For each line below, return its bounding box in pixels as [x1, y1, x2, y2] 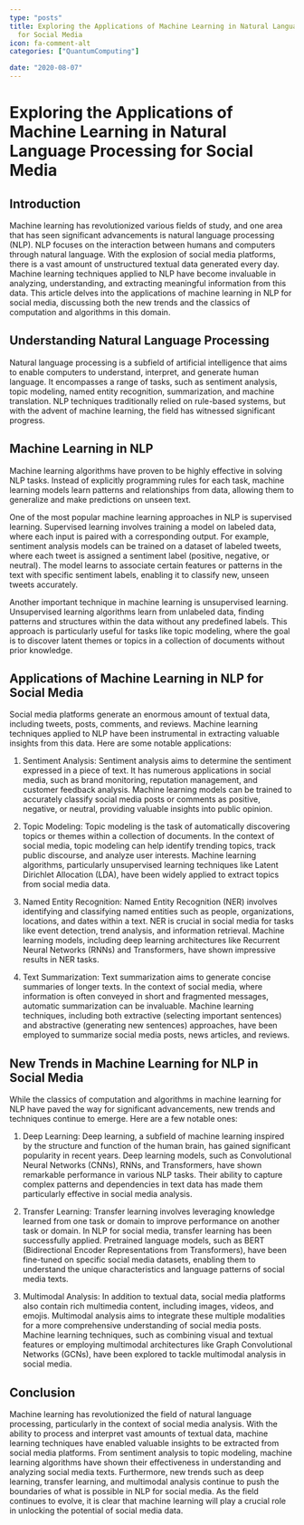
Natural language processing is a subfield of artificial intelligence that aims [9, 357, 288, 368]
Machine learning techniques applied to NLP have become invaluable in [9, 268, 276, 279]
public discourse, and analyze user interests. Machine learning [22, 850, 257, 861]
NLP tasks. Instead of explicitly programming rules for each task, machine [9, 475, 285, 486]
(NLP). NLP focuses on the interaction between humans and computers [9, 239, 276, 250]
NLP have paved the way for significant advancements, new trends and [9, 1104, 276, 1115]
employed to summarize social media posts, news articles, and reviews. [22, 1029, 290, 1040]
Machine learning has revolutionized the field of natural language [9, 1409, 252, 1420]
